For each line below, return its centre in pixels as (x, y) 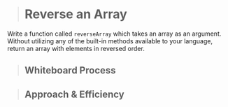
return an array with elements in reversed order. (76, 48)
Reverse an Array (76, 14)
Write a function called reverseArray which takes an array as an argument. (114, 34)
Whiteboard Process (70, 70)
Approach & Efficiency (74, 94)
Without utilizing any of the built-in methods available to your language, (110, 41)
